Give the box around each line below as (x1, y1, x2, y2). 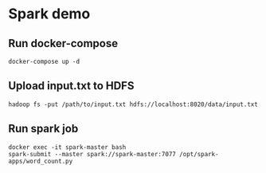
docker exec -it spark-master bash (8, 143, 127, 151)
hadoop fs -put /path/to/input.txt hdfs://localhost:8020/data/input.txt (8, 100, 259, 108)
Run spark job (8, 122, 79, 136)
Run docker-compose (8, 37, 118, 50)
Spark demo (8, 5, 91, 23)
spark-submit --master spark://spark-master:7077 (8, 150, 177, 158)
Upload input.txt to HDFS (8, 79, 135, 92)
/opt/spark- (178, 150, 219, 158)
